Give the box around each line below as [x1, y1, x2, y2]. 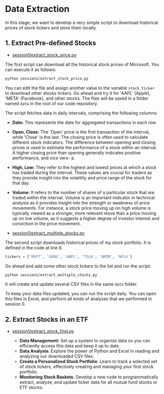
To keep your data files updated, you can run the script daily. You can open [5, 291, 157, 297]
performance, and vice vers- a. [12, 155, 75, 161]
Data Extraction [5, 3, 70, 15]
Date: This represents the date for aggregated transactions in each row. [12, 119, 157, 125]
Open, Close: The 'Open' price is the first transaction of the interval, [12, 129, 150, 135]
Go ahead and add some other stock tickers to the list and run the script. [5, 263, 152, 269]
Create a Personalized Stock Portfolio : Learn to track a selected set [19, 358, 158, 365]
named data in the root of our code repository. [5, 100, 98, 106]
